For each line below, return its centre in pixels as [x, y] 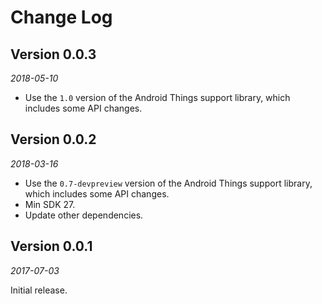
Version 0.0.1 [51, 246]
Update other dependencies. [84, 215]
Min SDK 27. [50, 204]
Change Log [61, 17]
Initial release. [39, 290]
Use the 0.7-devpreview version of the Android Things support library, [168, 183]
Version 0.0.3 [53, 54]
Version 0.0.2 [53, 139]
